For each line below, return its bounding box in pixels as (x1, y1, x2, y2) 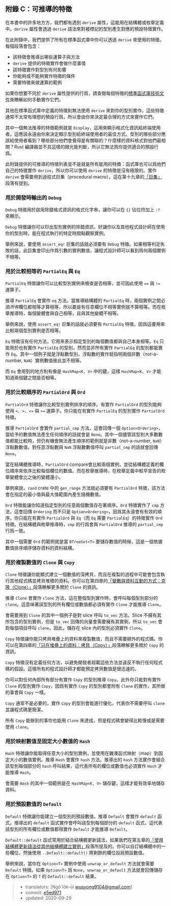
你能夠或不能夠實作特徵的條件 (12, 73, 75, 79)
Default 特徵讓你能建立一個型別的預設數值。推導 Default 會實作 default (5, 813, 157, 819)
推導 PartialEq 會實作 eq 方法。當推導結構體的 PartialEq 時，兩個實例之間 (5, 297, 161, 304)
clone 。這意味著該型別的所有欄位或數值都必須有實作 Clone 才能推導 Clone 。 (5, 601, 164, 607)
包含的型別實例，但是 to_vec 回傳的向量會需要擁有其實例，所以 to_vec (9, 619, 157, 624)
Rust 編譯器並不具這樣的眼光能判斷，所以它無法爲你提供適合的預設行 (14, 143, 159, 149)
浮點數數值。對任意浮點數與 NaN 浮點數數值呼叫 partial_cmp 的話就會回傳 (5, 444, 158, 450)
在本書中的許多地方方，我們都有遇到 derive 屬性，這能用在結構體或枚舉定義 (5, 19, 164, 26)
